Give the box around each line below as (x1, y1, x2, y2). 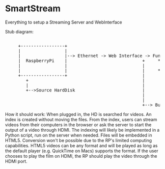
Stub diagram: (5, 28, 34, 34)
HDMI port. (5, 158, 27, 164)
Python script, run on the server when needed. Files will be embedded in (5, 132, 152, 138)
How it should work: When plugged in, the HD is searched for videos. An (5, 111, 152, 117)
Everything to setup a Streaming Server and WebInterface (5, 19, 122, 25)
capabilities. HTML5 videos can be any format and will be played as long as (5, 142, 158, 148)
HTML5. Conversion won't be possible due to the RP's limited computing (5, 137, 152, 143)
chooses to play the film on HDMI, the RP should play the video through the (5, 153, 157, 159)
